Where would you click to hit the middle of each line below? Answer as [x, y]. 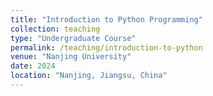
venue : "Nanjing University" [71, 57]
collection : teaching [55, 29]
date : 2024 [33, 66]
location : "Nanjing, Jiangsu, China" [89, 76]
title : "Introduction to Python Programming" [106, 19]
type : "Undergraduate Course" [73, 38]
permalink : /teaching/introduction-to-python [106, 47]
